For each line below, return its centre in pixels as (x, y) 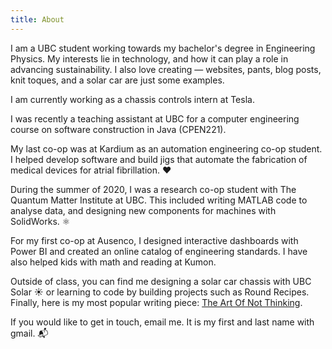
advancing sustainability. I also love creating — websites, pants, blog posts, (166, 69)
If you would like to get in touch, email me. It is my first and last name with (162, 322)
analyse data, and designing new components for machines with (143, 210)
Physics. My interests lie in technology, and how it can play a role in (149, 58)
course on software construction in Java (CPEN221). (118, 129)
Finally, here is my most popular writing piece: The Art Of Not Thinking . (156, 302)
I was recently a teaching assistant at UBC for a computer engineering (155, 118)
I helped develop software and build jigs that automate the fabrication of (159, 159)
